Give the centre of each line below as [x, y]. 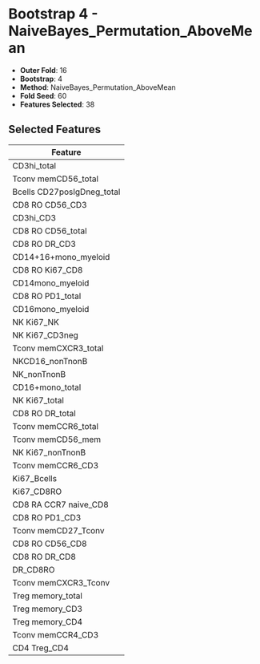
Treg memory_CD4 [47, 621]
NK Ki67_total [38, 400]
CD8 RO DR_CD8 [44, 557]
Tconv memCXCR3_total [58, 348]
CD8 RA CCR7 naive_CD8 [61, 504]
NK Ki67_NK [36, 322]
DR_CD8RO [34, 569]
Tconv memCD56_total [55, 179]
